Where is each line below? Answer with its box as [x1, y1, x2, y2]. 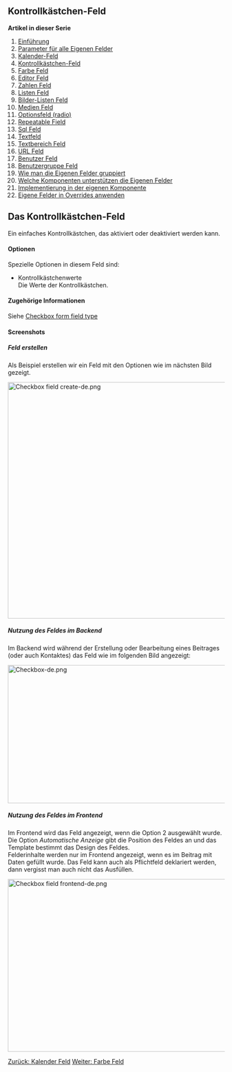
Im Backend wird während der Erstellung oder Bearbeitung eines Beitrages [8, 643, 220, 652]
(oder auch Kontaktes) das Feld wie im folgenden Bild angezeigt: [8, 651, 191, 659]
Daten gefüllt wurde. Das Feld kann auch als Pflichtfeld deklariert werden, [8, 858, 217, 866]
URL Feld [17, 147, 44, 155]
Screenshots [8, 327, 45, 336]
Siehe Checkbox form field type [8, 312, 98, 320]
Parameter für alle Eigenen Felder [17, 44, 113, 52]
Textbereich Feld [17, 139, 66, 147]
